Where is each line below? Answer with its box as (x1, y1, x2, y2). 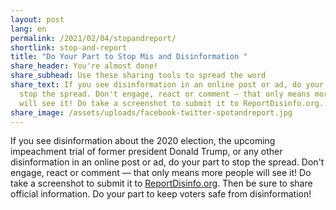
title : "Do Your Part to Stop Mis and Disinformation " (10, 52, 248, 62)
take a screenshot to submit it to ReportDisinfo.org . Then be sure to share (10, 177, 313, 190)
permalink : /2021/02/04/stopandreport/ (10, 33, 177, 43)
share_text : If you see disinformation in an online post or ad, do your (10, 80, 325, 90)
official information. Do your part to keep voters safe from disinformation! (10, 188, 312, 200)
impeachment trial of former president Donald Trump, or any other (10, 146, 283, 158)
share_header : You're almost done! (10, 61, 159, 71)
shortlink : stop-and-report (10, 42, 128, 53)
